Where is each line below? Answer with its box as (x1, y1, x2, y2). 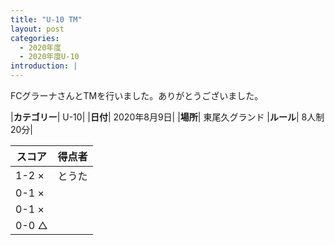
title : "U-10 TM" (10, 14, 83, 25)
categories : (10, 33, 60, 43)
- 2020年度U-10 (19, 52, 80, 62)
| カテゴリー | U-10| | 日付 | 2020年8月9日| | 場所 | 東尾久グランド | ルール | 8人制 (10, 111, 325, 123)
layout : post (10, 24, 65, 34)
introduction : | (10, 61, 78, 71)
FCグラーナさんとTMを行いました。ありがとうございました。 (10, 90, 264, 101)
